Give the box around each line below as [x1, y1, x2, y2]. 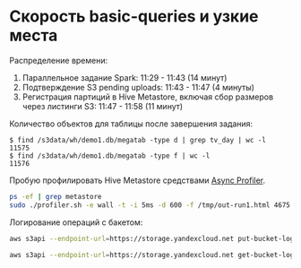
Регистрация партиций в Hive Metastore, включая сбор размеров [21, 91, 274, 102]
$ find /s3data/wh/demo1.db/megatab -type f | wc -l [9, 151, 211, 160]
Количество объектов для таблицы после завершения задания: [9, 118, 254, 129]
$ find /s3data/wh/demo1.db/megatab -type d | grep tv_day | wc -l [9, 135, 267, 144]
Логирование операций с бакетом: [9, 217, 143, 228]
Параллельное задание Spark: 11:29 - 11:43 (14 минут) [21, 72, 228, 82]
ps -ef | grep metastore [9, 192, 102, 201]
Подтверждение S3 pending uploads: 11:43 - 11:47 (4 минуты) [21, 82, 255, 92]
